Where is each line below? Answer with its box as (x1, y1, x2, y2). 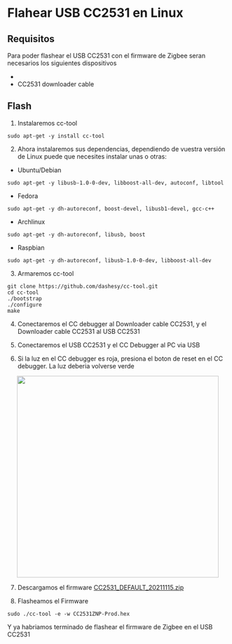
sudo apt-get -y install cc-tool (7, 132, 105, 140)
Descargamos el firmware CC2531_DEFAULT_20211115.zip (17, 583, 184, 591)
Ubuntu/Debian (17, 166, 62, 174)
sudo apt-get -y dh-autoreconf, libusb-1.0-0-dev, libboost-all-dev (7, 257, 212, 264)
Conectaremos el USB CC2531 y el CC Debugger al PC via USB (17, 340, 200, 349)
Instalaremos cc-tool (17, 119, 78, 127)
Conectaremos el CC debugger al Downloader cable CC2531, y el (17, 319, 207, 328)
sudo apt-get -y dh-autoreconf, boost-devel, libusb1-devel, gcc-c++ (7, 205, 215, 212)
